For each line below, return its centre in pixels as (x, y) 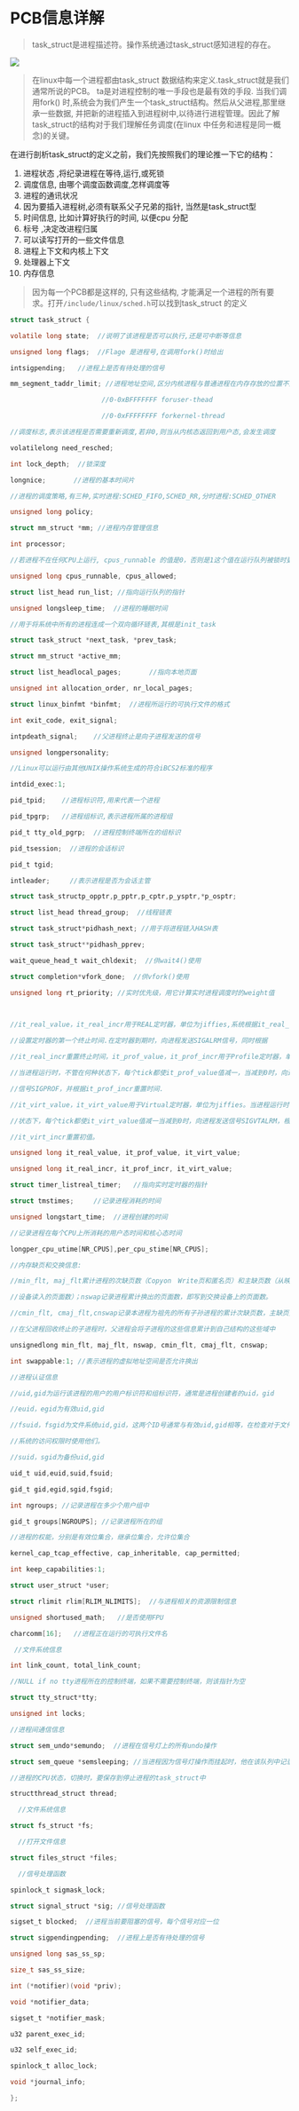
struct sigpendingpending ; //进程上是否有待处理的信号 (107, 1938)
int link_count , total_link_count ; (76, 1665)
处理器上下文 (46, 262)
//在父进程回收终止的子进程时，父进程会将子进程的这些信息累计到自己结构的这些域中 (143, 1329)
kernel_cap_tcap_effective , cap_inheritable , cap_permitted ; (126, 1554)
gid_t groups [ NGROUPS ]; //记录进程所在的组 (87, 1522)
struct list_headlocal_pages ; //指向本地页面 (104, 672)
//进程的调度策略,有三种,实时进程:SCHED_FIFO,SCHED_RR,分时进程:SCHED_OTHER (143, 496)
